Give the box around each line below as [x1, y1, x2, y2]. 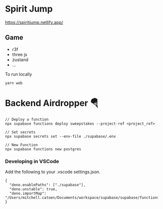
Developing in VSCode [5, 158, 59, 164]
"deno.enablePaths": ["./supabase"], [9, 182, 86, 187]
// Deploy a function [5, 117, 49, 122]
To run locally [5, 71, 33, 77]
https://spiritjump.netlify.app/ [5, 19, 64, 25]
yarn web [5, 80, 23, 85]
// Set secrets [5, 129, 36, 134]
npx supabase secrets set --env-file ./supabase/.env [5, 134, 116, 139]
